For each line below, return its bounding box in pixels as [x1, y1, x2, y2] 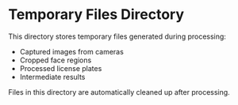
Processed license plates [19, 63, 102, 73]
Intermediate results [19, 72, 86, 81]
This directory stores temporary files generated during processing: [8, 32, 226, 41]
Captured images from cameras [19, 47, 125, 56]
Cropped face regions [19, 55, 92, 65]
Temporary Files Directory [8, 6, 185, 24]
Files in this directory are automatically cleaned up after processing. [8, 87, 230, 96]
